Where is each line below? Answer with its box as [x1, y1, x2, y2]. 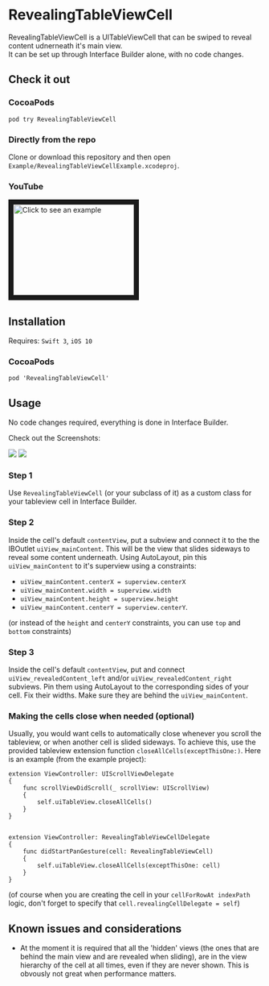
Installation [8, 314, 66, 328]
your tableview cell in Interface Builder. [8, 497, 137, 507]
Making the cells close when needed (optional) [8, 710, 195, 722]
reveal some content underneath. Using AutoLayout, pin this [8, 552, 207, 561]
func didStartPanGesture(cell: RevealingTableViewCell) [22, 847, 214, 855]
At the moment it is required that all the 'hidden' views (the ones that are [19, 943, 259, 953]
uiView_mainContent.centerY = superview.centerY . [19, 602, 189, 611]
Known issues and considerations [8, 922, 182, 935]
